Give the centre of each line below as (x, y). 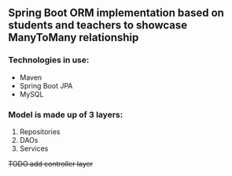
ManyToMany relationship (74, 37)
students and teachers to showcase (98, 26)
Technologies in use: (49, 60)
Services (34, 148)
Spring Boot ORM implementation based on (116, 13)
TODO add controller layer (50, 163)
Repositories (40, 131)
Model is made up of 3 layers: (66, 114)
